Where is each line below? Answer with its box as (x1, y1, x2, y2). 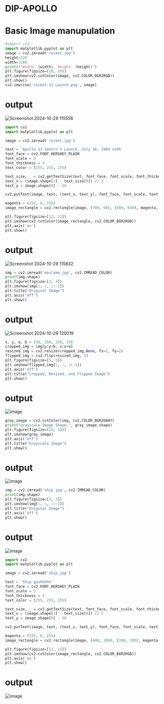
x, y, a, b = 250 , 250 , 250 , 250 (5, 340, 73, 344)
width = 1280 (5, 60, 27, 65)
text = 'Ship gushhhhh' (5, 580, 54, 584)
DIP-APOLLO (5, 3, 58, 14)
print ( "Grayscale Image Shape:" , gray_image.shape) (5, 423, 112, 428)
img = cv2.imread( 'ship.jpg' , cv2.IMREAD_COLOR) (5, 488, 106, 493)
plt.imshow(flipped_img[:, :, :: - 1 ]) (5, 362, 82, 367)
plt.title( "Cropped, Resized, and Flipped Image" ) (5, 371, 110, 376)
